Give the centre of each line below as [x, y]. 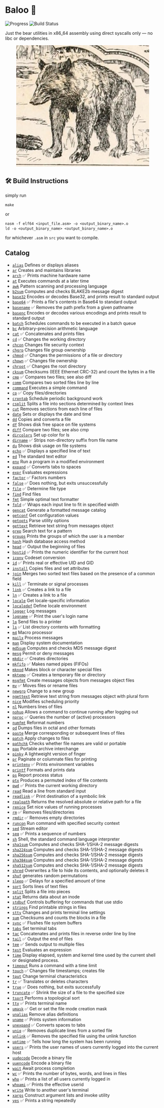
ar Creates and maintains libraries [46, 270]
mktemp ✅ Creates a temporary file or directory [59, 675]
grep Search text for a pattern [42, 531]
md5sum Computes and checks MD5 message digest [64, 648]
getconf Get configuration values [45, 515]
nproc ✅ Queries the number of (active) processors [64, 717]
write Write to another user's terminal [50, 1090]
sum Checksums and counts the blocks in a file [59, 918]
